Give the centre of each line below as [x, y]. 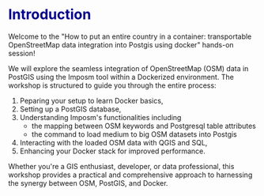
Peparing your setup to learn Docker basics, [91, 100]
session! [22, 53]
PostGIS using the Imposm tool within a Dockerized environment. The [121, 77]
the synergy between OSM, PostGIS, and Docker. [88, 183]
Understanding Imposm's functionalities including [100, 117]
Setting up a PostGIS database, [70, 109]
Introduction [50, 15]
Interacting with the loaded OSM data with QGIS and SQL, [113, 142]
